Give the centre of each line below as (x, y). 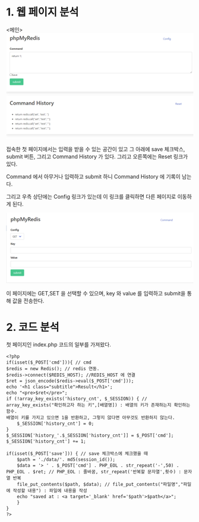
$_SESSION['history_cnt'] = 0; (56, 424)
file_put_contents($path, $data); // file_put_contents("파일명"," (100, 485)
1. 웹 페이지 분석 (42, 12)
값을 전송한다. (28, 301)
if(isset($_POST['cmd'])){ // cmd (49, 362)
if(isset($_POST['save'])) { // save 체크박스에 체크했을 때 (77, 454)
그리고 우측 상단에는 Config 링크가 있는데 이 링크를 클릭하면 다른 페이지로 (91, 197)
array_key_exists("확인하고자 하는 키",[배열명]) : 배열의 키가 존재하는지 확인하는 (98, 405)
